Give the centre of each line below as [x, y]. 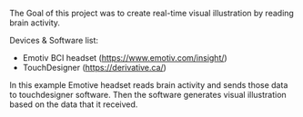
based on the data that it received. [74, 104]
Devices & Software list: [54, 40]
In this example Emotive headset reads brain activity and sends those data [149, 85]
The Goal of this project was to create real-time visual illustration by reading [151, 13]
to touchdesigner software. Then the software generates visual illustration [148, 95]
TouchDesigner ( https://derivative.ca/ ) [94, 68]
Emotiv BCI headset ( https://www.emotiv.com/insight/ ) [125, 58]
